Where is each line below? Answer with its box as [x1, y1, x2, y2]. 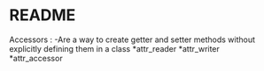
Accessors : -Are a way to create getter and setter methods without [9, 34, 255, 45]
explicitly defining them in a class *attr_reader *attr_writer [9, 43, 220, 53]
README [9, 5, 76, 25]
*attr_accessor [9, 53, 64, 63]
